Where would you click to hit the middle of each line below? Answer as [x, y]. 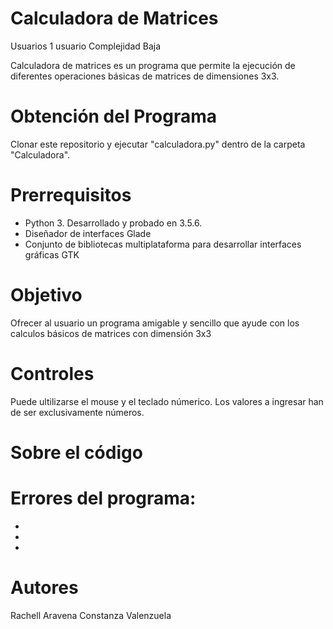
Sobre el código [76, 452]
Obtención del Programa [113, 116]
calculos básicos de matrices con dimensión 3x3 [111, 333]
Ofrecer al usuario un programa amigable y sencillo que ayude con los [155, 323]
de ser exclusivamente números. [77, 412]
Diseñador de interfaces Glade [88, 233]
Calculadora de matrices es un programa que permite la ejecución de [153, 65]
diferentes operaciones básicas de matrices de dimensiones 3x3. [145, 76]
